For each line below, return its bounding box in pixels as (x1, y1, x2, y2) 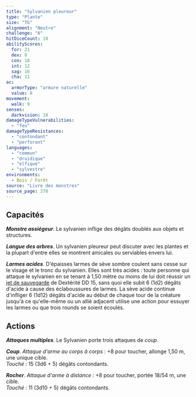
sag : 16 (11, 69, 30, 74)
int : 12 (11, 63, 30, 69)
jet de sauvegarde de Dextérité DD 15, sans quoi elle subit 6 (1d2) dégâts (6, 279, 181, 286)
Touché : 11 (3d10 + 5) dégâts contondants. (6, 384, 110, 391)
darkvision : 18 (11, 112, 49, 118)
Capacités (6, 210, 44, 220)
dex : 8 (11, 52, 27, 58)
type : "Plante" (6, 14, 43, 20)
